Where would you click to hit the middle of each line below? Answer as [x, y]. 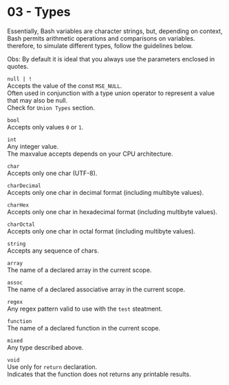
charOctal [21, 225]
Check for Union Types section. [51, 107]
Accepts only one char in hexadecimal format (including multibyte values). [112, 211]
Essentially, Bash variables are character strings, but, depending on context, [115, 31]
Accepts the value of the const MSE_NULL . [65, 85]
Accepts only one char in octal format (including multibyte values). [101, 231]
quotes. [18, 66]
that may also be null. [37, 100]
